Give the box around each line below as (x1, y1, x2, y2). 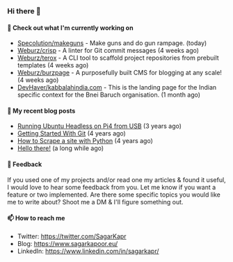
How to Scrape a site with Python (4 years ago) (17, 137, 153, 145)
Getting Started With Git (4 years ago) (17, 129, 127, 138)
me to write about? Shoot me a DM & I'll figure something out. (7, 197, 184, 206)
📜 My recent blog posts (7, 106, 76, 115)
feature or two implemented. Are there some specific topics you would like (7, 190, 221, 199)
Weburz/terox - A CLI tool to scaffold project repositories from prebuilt (17, 54, 219, 62)
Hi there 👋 (7, 6, 42, 16)
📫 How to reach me (7, 214, 65, 222)
